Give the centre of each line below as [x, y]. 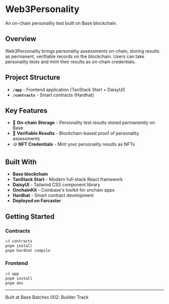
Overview [21, 39]
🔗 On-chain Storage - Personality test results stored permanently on [83, 123]
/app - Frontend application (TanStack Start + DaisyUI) [69, 89]
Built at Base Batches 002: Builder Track [47, 297]
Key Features [26, 111]
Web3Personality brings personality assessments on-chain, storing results [82, 51]
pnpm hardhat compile [28, 250]
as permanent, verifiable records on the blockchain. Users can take [75, 56]
